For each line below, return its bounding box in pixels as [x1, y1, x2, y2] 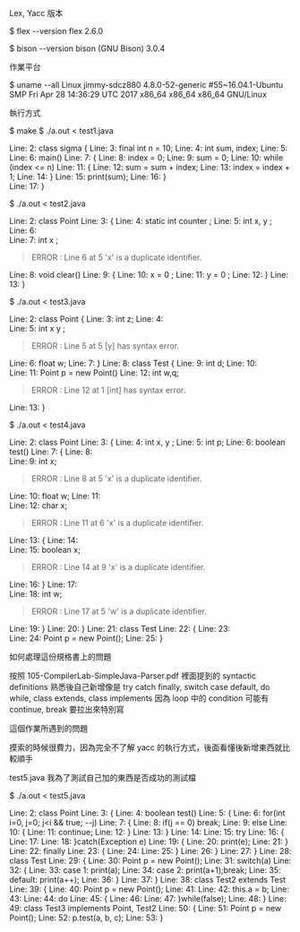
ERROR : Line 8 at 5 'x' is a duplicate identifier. [30, 473, 202, 484]
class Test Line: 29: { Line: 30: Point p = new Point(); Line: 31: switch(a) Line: [9, 855, 292, 866]
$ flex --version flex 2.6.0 [9, 26, 104, 36]
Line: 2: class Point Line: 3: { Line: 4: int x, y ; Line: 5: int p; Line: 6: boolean [9, 437, 286, 447]
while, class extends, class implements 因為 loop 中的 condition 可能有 [9, 693, 270, 703]
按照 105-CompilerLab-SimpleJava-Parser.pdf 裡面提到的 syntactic [9, 670, 257, 681]
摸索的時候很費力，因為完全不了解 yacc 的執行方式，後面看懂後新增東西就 [9, 742, 283, 753]
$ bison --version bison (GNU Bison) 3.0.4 [9, 43, 166, 54]
